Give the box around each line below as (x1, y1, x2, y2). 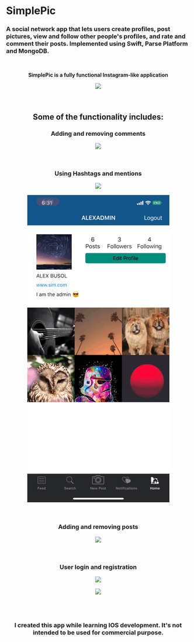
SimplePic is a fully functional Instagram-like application (28, 71, 168, 78)
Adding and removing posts (58, 523, 138, 531)
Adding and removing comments (50, 129, 146, 138)
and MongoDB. (6, 47, 50, 55)
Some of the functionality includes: (33, 112, 164, 122)
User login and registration (59, 563, 137, 571)
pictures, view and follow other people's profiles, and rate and (6, 32, 186, 40)
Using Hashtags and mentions (54, 170, 142, 178)
